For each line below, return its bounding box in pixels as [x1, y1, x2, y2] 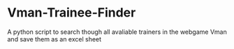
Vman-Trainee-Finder [7, 5, 136, 21]
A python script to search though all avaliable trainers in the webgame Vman [7, 28, 227, 36]
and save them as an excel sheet [7, 35, 102, 43]
